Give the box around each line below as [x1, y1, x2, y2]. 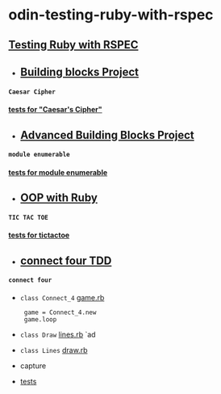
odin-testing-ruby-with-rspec [8, 6, 214, 24]
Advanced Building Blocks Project [19, 128, 195, 142]
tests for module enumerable [8, 167, 108, 177]
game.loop [23, 315, 57, 324]
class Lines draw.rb [19, 345, 88, 354]
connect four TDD [19, 254, 112, 267]
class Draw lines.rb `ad [19, 329, 96, 339]
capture [19, 361, 47, 371]
